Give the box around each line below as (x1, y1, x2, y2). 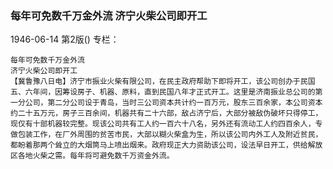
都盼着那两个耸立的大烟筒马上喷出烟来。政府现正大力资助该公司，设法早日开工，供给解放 (10, 140, 323, 151)
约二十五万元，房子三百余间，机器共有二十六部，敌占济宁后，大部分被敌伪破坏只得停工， (10, 108, 323, 119)
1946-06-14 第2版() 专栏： (10, 33, 120, 46)
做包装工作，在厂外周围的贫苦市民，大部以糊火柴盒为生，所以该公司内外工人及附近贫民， (10, 130, 323, 140)
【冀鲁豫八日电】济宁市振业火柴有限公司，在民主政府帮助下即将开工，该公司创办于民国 (10, 77, 316, 87)
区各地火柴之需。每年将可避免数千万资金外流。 (10, 151, 175, 161)
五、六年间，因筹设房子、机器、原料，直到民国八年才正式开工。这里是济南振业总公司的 (10, 87, 316, 97)
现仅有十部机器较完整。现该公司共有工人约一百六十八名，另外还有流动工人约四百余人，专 (10, 119, 323, 129)
